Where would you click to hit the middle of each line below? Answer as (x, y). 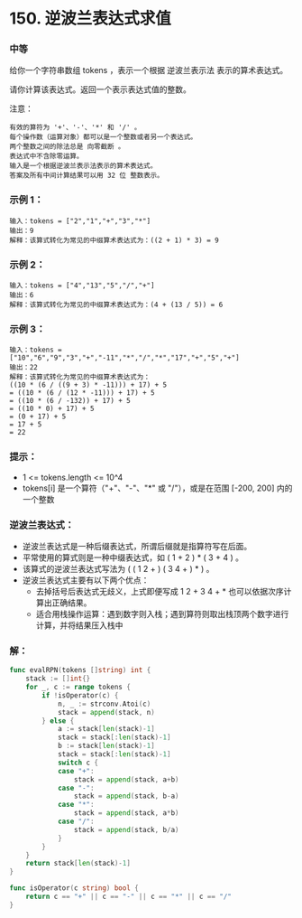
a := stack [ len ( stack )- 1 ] (106, 729)
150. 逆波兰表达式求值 (90, 19)
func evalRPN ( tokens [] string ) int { (80, 670)
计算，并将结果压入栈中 (79, 625)
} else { (58, 721)
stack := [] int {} (58, 679)
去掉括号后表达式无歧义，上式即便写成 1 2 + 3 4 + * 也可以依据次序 (160, 591)
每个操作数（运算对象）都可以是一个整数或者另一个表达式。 (103, 137)
